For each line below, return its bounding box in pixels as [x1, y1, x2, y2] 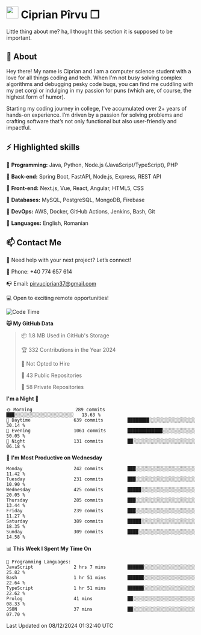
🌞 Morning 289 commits [6, 406, 105, 413]
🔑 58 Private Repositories [20, 384, 84, 391]
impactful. [6, 124, 31, 131]
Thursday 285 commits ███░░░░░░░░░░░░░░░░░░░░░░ [6, 497, 196, 503]
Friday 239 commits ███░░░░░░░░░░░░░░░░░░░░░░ [6, 508, 196, 514]
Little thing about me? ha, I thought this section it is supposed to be [6, 28, 173, 35]
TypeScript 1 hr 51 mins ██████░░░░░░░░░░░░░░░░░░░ [6, 585, 196, 592]
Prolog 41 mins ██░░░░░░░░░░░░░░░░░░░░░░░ [6, 596, 196, 602]
